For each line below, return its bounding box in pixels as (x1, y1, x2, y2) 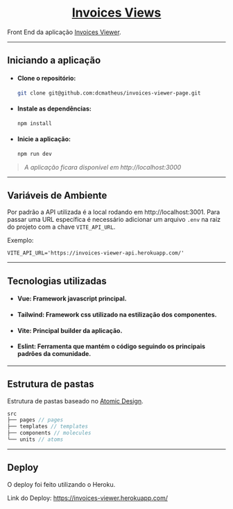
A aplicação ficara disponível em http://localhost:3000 (24, 163, 182, 171)
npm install (17, 120, 52, 127)
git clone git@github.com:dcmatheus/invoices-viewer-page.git (17, 89, 201, 97)
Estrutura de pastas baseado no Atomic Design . (7, 396, 144, 405)
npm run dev (17, 150, 52, 157)
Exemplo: (7, 236, 34, 245)
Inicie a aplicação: (17, 135, 71, 143)
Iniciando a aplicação (7, 54, 101, 67)
